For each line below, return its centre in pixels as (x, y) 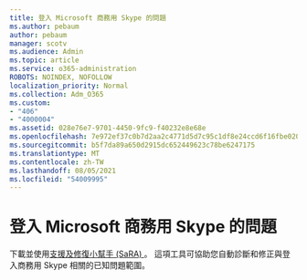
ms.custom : (30, 103)
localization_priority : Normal (69, 86)
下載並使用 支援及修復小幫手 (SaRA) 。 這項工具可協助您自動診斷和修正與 (146, 254)
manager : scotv (38, 43)
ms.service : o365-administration (73, 69)
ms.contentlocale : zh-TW (57, 162)
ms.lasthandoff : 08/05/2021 (63, 171)
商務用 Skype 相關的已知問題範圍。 (84, 265)
